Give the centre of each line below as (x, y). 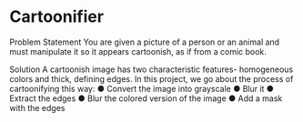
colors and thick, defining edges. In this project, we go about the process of (151, 78)
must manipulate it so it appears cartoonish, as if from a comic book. (138, 51)
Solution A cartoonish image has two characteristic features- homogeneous (151, 69)
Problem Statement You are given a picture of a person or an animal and (145, 42)
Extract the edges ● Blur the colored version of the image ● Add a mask (146, 98)
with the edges (37, 107)
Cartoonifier (57, 17)
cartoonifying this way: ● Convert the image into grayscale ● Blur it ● (142, 88)
